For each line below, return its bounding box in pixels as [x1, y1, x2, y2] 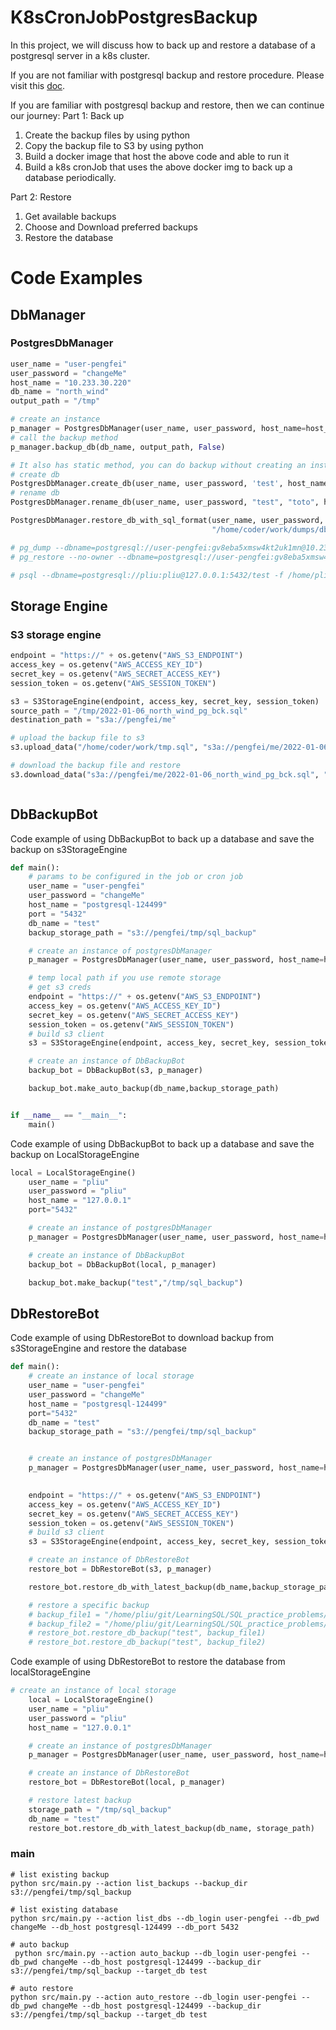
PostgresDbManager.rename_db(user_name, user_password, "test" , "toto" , [10, 497, 320, 508]
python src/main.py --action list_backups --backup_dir [10, 1878, 248, 1888]
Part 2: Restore [10, 191, 72, 203]
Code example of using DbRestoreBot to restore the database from [10, 1656, 286, 1668]
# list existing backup [10, 1869, 110, 1880]
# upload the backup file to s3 [10, 733, 145, 743]
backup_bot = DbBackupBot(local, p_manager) [28, 1259, 217, 1270]
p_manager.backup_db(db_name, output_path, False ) [10, 442, 226, 452]
